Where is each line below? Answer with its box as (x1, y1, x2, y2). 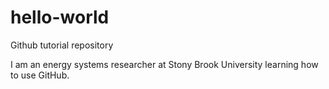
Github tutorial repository (10, 39, 114, 51)
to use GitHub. (10, 69, 70, 81)
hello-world (10, 6, 110, 29)
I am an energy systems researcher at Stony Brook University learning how (10, 58, 319, 70)
